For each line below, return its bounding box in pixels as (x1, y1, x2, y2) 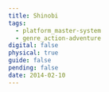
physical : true (8, 49, 59, 57)
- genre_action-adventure (15, 34, 102, 42)
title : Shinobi (8, 11, 59, 20)
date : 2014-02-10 (8, 71, 66, 79)
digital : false (8, 42, 59, 50)
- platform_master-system (15, 26, 102, 34)
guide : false (8, 57, 52, 65)
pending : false (8, 64, 59, 72)
